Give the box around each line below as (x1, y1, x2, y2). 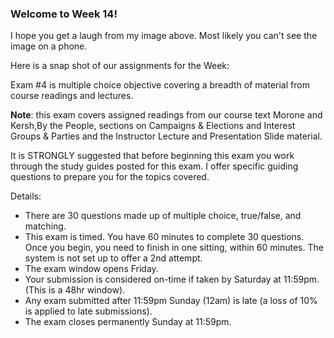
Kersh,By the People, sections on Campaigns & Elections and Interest (10, 120, 296, 132)
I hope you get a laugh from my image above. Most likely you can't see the (10, 30, 318, 42)
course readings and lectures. (10, 90, 134, 102)
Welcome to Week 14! (10, 7, 118, 21)
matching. (24, 220, 67, 232)
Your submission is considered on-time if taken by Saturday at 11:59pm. (24, 273, 320, 286)
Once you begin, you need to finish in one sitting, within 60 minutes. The (24, 242, 324, 254)
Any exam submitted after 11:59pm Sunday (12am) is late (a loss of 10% (24, 295, 318, 307)
